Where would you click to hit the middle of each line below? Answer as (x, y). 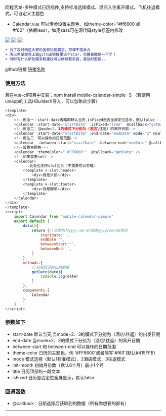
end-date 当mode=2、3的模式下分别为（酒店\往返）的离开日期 (76, 340)
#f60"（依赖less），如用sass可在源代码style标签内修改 (67, 30)
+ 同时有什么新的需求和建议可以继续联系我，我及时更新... (57, 59)
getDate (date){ (47, 272)
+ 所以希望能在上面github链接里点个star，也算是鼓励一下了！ (61, 54)
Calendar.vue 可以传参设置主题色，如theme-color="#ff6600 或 (76, 24)
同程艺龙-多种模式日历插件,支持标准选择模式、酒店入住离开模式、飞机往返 (80, 7)
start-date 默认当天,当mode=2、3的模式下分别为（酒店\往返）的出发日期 (86, 334)
